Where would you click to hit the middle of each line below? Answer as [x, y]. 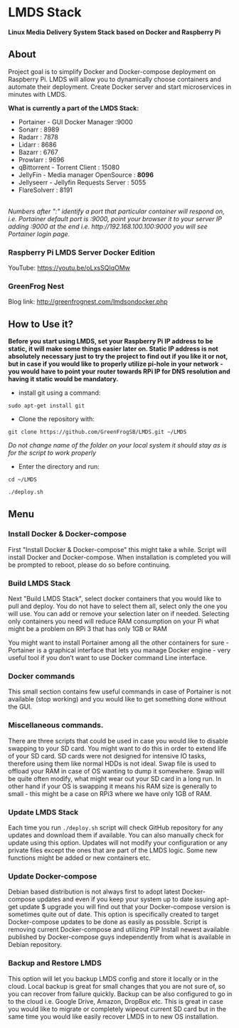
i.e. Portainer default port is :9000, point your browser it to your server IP [115, 218]
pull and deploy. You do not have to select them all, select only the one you [118, 606]
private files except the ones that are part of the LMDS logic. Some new [113, 850]
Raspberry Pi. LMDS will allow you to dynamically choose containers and [115, 79]
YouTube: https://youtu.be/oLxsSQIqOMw [69, 268]
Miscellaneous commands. [56, 725]
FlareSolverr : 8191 [46, 190]
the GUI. [20, 707]
